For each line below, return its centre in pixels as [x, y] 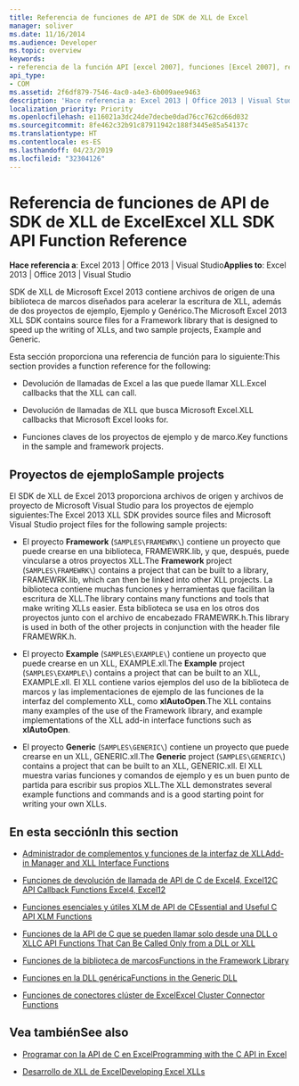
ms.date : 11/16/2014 [48, 34]
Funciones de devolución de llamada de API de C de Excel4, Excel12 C [150, 881]
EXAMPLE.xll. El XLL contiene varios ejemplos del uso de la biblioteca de [155, 683]
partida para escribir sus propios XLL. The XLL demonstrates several [147, 785]
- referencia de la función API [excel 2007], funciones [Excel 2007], [145, 68]
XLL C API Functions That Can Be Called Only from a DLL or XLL [139, 943]
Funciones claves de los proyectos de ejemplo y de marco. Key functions [155, 437]
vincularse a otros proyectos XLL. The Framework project [127, 561]
